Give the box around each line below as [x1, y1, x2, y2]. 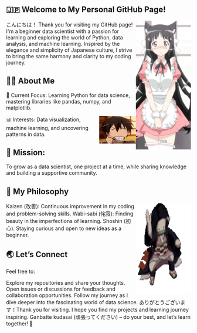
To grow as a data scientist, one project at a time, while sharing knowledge [6, 163, 186, 170]
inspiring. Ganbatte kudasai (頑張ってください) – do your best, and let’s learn [6, 314, 191, 321]
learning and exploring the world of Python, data [6, 34, 123, 41]
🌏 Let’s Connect [6, 249, 68, 259]
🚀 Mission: [6, 148, 46, 158]
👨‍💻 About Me [6, 76, 55, 86]
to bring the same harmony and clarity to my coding [6, 52, 131, 59]
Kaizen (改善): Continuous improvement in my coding [6, 203, 135, 210]
